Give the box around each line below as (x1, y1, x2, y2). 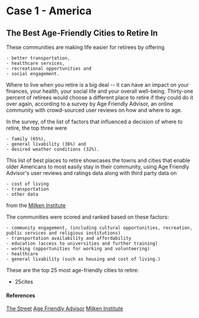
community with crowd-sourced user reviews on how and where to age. (6, 107, 182, 114)
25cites (14, 278, 34, 285)
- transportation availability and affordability (6, 235, 132, 241)
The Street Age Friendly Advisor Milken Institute (6, 305, 124, 312)
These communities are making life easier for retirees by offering (6, 43, 165, 51)
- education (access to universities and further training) (6, 241, 159, 247)
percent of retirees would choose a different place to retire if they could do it (6, 94, 194, 101)
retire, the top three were (6, 124, 67, 132)
